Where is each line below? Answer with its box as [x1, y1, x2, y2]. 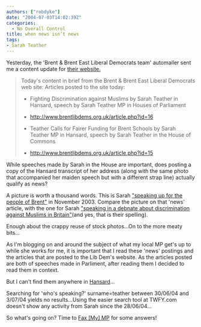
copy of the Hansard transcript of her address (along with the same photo [6, 167, 189, 175]
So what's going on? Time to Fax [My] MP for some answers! [6, 314, 157, 321]
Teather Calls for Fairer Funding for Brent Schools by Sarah [29, 125, 176, 132]
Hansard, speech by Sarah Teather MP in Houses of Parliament [29, 101, 186, 108]
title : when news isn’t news [6, 31, 79, 37]
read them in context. [6, 266, 59, 273]
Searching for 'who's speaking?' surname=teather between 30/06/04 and [6, 290, 189, 297]
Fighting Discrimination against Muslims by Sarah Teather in [29, 95, 178, 102]
